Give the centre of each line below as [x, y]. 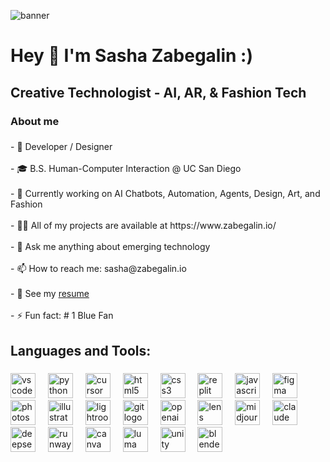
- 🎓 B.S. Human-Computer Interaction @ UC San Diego [126, 169]
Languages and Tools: [81, 350]
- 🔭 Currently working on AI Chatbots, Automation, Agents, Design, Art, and [165, 194]
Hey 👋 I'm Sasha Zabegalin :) [131, 56]
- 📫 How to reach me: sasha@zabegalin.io [98, 269]
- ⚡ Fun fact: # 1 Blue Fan [62, 316]
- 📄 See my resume [50, 294]
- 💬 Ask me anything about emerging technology [110, 247]
